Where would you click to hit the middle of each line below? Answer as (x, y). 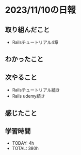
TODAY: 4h (23, 143)
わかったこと (24, 59)
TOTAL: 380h (25, 148)
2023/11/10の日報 (40, 10)
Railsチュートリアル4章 (35, 42)
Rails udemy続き (28, 96)
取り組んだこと (27, 30)
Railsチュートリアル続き (36, 90)
